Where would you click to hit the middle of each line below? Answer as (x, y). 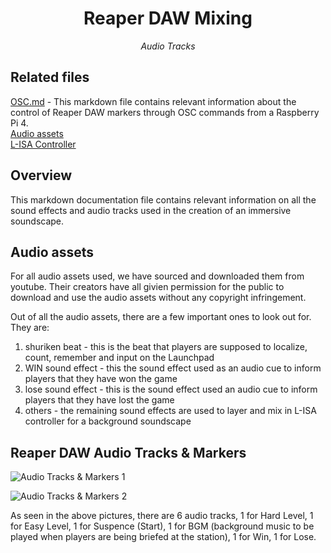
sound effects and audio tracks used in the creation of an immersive (151, 210)
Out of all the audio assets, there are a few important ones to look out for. (161, 317)
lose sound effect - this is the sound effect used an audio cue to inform (171, 389)
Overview (41, 175)
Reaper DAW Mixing (168, 18)
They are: (30, 328)
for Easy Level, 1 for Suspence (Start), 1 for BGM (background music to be (162, 526)
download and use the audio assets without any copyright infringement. (158, 298)
